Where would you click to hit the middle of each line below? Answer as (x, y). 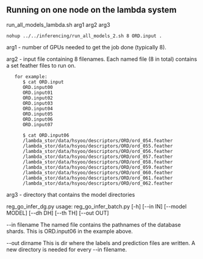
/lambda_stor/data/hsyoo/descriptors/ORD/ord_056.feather (98, 151)
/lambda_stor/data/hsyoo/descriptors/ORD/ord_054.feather (98, 140)
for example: (31, 76)
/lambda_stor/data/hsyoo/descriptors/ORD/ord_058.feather (98, 162)
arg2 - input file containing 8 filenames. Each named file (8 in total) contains (102, 59)
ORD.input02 (37, 98)
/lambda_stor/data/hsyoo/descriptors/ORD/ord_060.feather (98, 172)
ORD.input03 (37, 103)
